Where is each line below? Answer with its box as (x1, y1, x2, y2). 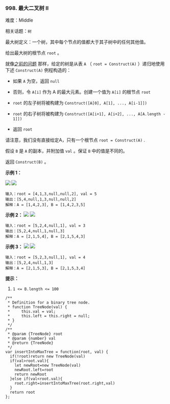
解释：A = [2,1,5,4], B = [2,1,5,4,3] (5, 234, 86, 239)
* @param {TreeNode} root (7, 332, 63, 337)
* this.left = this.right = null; (7, 314, 90, 319)
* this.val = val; (7, 309, 56, 314)
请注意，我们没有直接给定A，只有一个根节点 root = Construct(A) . (5, 137, 145, 143)
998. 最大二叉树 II (5, 4, 49, 11)
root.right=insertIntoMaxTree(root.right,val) (14, 381, 115, 386)
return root (10, 390, 36, 395)
